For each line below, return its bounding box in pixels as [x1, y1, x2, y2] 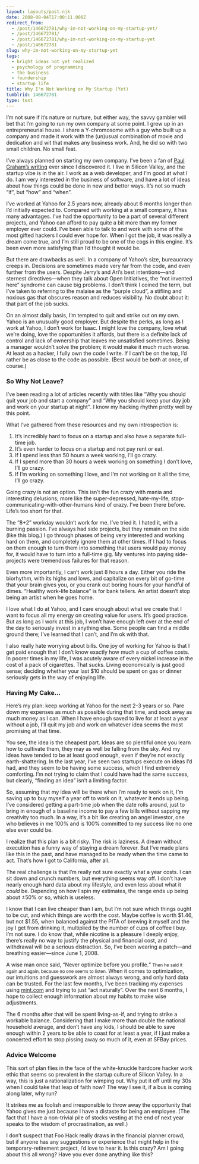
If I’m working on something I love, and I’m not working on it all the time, [14, 470, 191, 478]
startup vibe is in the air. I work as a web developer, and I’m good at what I [6, 169, 188, 176]
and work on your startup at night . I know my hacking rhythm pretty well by [6, 403, 192, 410]
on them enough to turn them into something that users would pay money [6, 544, 187, 551]
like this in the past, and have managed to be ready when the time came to [6, 851, 189, 858]
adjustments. [6, 999, 38, 1006]
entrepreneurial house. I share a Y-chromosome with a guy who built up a [6, 126, 186, 133]
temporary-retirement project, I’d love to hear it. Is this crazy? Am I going [6, 1144, 184, 1151]
